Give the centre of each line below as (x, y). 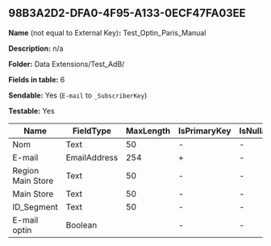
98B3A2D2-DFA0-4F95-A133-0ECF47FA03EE (127, 13)
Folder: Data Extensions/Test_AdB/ (67, 64)
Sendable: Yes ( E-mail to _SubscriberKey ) (78, 95)
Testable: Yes (31, 110)
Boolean (81, 225)
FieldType (92, 131)
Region (26, 170)
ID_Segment (35, 206)
